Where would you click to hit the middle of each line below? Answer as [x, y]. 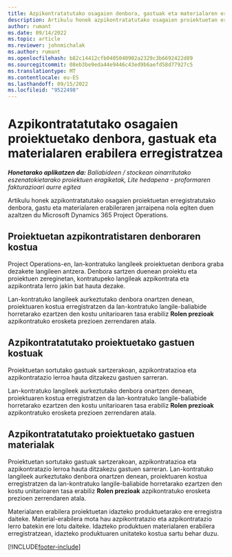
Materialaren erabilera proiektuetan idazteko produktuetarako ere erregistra [115, 511]
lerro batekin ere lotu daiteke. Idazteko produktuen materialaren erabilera [112, 526]
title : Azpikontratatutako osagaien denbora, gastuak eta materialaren [113, 13]
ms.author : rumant [34, 52]
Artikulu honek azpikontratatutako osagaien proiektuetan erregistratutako [112, 201]
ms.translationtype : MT [42, 71]
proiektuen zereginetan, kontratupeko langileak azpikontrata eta [98, 278]
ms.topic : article [34, 39]
